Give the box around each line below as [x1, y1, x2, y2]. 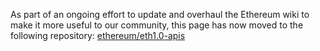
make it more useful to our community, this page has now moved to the [10, 19, 304, 31]
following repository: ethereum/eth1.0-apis [10, 30, 186, 41]
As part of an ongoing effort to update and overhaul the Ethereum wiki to [10, 9, 310, 20]
